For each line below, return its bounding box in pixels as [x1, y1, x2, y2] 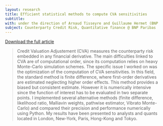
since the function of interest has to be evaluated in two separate [17, 90, 148, 96]
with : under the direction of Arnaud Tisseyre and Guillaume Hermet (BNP [5, 21, 159, 26]
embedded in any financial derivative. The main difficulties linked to [17, 53, 153, 59]
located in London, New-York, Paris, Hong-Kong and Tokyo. [17, 116, 138, 122]
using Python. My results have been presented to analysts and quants [17, 110, 158, 116]
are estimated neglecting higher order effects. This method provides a [17, 79, 158, 85]
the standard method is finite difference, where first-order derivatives [17, 74, 157, 80]
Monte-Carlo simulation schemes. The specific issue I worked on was [17, 64, 158, 70]
